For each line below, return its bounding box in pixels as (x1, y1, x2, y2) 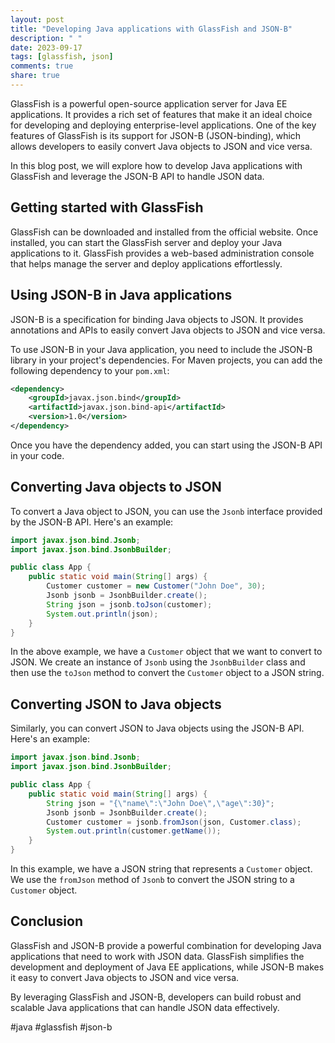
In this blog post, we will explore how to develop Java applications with (10, 159, 303, 171)
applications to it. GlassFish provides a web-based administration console (10, 247, 315, 259)
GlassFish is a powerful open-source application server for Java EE (10, 97, 288, 110)
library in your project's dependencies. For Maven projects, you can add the (10, 354, 323, 366)
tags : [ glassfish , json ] (10, 52, 114, 62)
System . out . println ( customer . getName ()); (46, 826, 222, 836)
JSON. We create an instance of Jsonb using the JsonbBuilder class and (10, 656, 306, 668)
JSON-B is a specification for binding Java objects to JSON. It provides (10, 313, 304, 325)
